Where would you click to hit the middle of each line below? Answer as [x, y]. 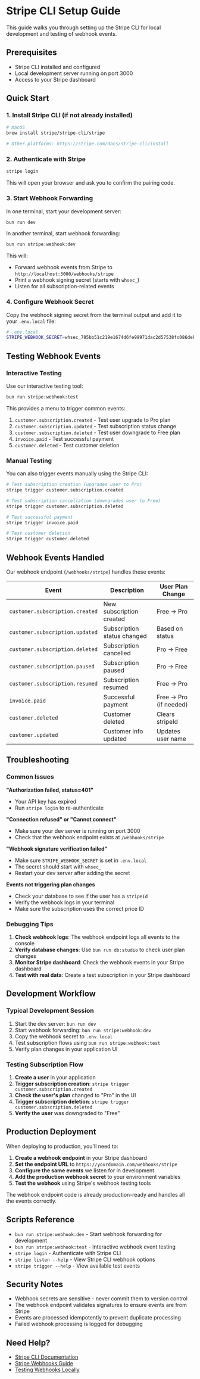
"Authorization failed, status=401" [50, 790]
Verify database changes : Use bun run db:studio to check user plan [100, 950]
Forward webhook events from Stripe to [64, 267]
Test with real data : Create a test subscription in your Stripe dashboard [102, 975]
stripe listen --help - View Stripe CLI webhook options [85, 1259]
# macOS [16, 127]
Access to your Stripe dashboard [55, 79]
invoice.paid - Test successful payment [64, 438]
